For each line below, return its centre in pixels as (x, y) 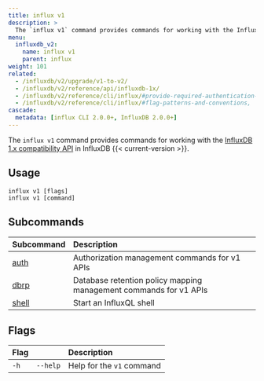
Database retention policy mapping (138, 280)
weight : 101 (27, 67)
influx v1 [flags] (38, 191)
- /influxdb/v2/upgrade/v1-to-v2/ (71, 81)
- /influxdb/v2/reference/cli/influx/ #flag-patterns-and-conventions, (133, 103)
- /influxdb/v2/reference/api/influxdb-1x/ (87, 88)
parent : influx (47, 60)
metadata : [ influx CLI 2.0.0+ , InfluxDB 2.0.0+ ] (96, 118)
